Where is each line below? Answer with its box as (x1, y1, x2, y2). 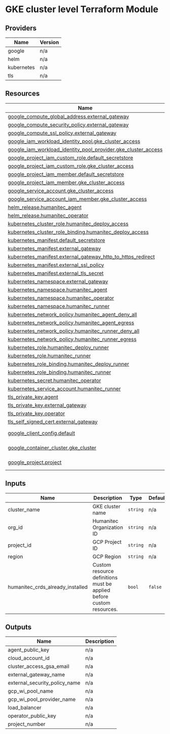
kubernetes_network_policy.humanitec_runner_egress (8, 336, 137, 343)
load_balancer (8, 704, 41, 711)
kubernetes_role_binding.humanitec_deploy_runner (8, 360, 130, 368)
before (93, 593, 109, 600)
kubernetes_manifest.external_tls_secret (8, 270, 104, 277)
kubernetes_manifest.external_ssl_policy (8, 261, 105, 269)
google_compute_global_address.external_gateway (8, 113, 130, 120)
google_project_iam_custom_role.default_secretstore (8, 154, 134, 161)
